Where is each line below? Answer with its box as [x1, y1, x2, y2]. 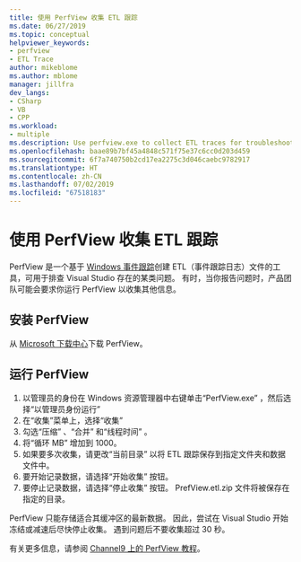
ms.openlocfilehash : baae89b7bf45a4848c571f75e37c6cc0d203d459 [9, 146, 251, 155]
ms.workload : [9, 122, 58, 131]
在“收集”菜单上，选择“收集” [21, 415, 124, 426]
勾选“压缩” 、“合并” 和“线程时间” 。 [21, 426, 152, 436]
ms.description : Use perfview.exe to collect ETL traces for [9, 138, 243, 147]
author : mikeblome [9, 64, 78, 73]
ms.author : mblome [9, 72, 78, 81]
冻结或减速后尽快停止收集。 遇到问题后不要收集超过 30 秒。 [9, 523, 230, 534]
